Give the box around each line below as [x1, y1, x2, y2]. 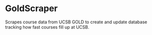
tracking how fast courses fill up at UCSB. [5, 24, 90, 30]
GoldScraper [5, 3, 58, 14]
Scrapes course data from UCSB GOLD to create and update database [5, 19, 148, 25]
